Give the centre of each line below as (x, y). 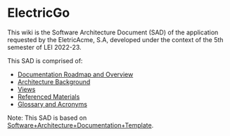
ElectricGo (39, 13)
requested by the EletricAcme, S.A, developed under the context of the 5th (115, 39)
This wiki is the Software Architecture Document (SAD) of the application (113, 32)
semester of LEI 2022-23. (45, 47)
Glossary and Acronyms (52, 104)
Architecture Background (54, 81)
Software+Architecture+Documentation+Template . (81, 125)
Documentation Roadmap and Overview (75, 74)
